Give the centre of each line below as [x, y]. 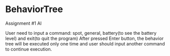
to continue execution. [29, 49]
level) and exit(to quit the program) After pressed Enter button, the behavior [84, 38]
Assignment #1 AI [23, 23]
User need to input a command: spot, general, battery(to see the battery [81, 33]
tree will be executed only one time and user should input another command [85, 43]
